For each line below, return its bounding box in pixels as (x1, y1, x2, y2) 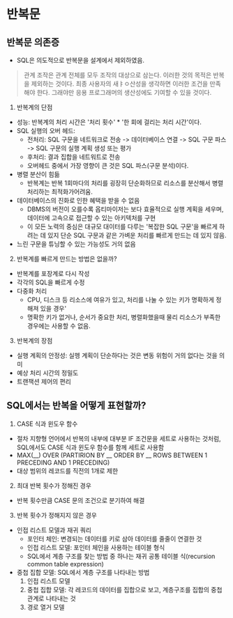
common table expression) (27, 559, 104, 568)
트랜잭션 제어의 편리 (16, 378, 71, 385)
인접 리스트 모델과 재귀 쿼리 (16, 525, 92, 534)
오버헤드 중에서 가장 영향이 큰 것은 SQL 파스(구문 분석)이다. (27, 162, 189, 169)
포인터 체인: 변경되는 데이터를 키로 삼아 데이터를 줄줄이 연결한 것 (27, 534, 202, 543)
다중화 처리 (16, 287, 47, 295)
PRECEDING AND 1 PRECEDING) (16, 458, 110, 467)
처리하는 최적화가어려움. (27, 187, 93, 196)
